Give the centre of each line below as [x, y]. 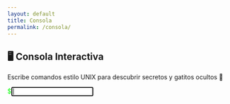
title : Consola [30, 21]
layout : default [31, 14]
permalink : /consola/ [39, 27]
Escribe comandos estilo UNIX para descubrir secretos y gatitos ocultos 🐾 [115, 77]
